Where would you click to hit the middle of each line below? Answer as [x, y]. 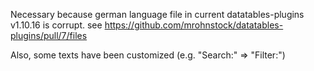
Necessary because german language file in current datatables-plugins [157, 14]
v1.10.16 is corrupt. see [56, 25]
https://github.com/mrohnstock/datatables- [194, 25]
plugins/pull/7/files [49, 35]
